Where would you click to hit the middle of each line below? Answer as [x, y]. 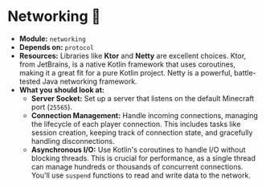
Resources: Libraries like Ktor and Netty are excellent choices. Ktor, [133, 55]
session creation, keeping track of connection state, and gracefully [142, 133]
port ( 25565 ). [52, 107]
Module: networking [52, 39]
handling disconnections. [73, 141]
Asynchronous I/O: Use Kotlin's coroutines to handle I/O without [138, 149]
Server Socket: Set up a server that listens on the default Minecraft [143, 98]
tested [30, 81]
